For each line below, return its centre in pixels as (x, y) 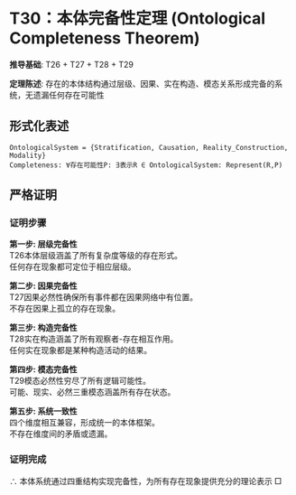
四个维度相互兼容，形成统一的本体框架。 (84, 423)
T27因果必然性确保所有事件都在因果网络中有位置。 (104, 297)
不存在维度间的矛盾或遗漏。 (61, 434)
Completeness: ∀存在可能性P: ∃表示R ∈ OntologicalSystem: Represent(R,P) (146, 165)
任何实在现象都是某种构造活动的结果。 (80, 350)
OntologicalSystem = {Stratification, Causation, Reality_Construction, (149, 147)
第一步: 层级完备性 (43, 244)
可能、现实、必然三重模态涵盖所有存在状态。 (92, 392)
